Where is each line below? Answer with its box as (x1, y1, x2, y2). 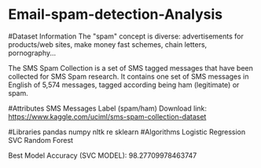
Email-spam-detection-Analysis (8, 5, 222, 24)
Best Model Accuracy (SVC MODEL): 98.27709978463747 (8, 151, 197, 160)
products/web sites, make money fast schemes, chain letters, (8, 39, 208, 49)
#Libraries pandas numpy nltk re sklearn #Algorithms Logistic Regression (8, 127, 246, 137)
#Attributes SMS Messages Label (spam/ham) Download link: (8, 104, 207, 113)
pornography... (8, 48, 57, 57)
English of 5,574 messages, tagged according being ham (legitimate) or (8, 80, 240, 89)
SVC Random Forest (8, 135, 73, 144)
